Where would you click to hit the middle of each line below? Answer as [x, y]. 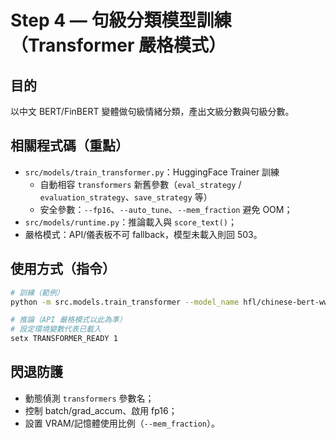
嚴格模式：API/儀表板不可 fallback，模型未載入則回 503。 [143, 234]
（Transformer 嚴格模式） [118, 45]
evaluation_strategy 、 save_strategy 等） [126, 197]
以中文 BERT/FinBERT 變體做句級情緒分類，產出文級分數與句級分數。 [152, 111]
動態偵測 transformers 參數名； [89, 398]
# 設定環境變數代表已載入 [56, 329]
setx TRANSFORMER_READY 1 [64, 339]
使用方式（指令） [63, 269]
